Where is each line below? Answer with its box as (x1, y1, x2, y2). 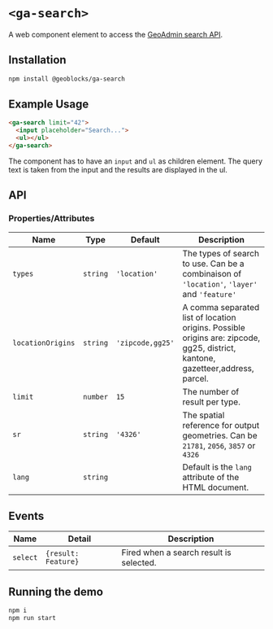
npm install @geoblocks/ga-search (8, 75, 126, 83)
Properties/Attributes (8, 213, 95, 225)
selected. (121, 557, 157, 569)
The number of (182, 386, 240, 397)
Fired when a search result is (121, 547, 232, 558)
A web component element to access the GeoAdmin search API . (8, 29, 223, 39)
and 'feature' (182, 288, 237, 299)
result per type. (182, 396, 241, 408)
